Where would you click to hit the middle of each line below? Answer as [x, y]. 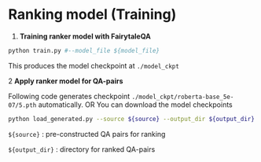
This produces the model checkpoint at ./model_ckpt [94, 65]
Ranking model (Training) [92, 15]
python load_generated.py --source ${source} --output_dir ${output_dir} [132, 119]
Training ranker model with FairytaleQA [85, 36]
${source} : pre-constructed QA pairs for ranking [87, 134]
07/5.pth [22, 105]
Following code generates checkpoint [69, 96]
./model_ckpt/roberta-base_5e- [183, 97]
